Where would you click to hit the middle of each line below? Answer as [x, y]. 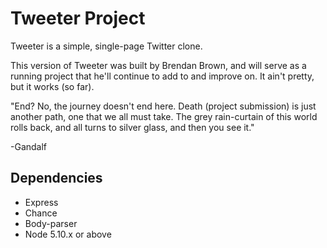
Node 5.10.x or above [68, 234]
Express [41, 202]
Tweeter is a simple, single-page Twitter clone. [106, 46]
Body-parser [51, 223]
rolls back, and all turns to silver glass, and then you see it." [132, 127]
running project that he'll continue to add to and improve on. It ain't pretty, [162, 76]
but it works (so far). [52, 86]
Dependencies [56, 178]
